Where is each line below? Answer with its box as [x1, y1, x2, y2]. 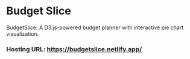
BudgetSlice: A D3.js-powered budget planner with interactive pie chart [6, 24, 184, 31]
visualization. [6, 30, 39, 37]
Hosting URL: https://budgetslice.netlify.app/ [6, 45, 142, 53]
